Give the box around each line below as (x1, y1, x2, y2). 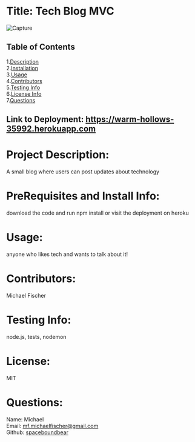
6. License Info (6, 90, 42, 98)
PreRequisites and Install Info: (6, 189, 160, 203)
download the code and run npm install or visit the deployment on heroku (6, 209, 189, 216)
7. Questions (6, 96, 36, 104)
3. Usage (6, 71, 27, 78)
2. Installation (6, 64, 38, 72)
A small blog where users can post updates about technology (6, 168, 159, 175)
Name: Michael (6, 415, 44, 423)
